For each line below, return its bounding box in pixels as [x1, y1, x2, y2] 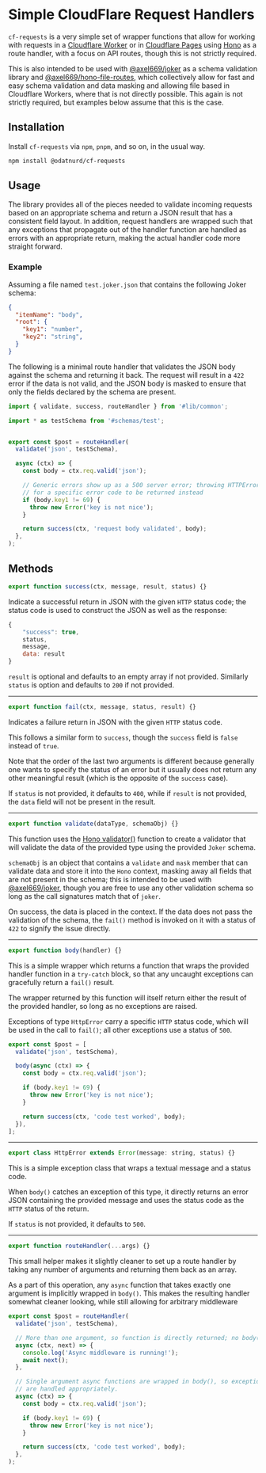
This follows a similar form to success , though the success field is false [8, 733, 238, 742]
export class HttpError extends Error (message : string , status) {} [8, 1149, 236, 1157]
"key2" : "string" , [22, 333, 83, 341]
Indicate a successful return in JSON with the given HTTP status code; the [8, 596, 247, 607]
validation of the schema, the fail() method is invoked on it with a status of [8, 915, 256, 924]
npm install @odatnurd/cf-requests [8, 157, 126, 165]
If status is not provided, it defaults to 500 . [8, 1220, 146, 1229]
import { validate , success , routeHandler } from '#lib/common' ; [8, 402, 228, 410]
